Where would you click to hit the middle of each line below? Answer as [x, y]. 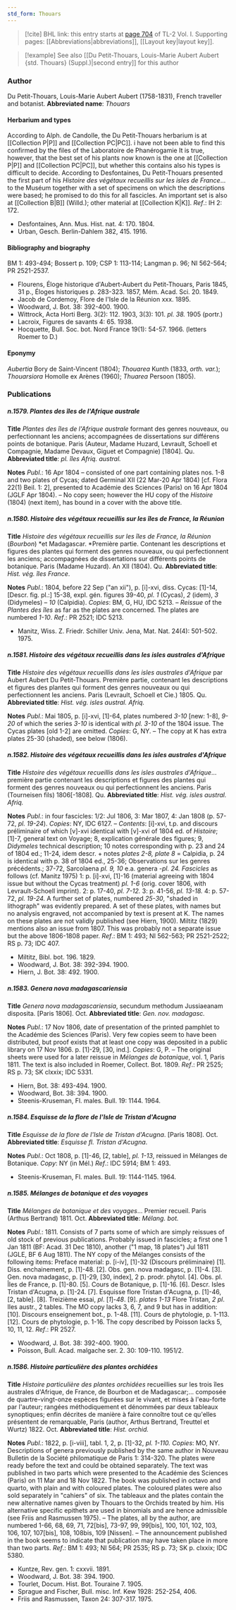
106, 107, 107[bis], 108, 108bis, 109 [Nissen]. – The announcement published [117, 1533]
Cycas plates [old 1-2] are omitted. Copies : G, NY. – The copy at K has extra [117, 731]
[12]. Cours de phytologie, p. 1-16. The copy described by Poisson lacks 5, [115, 1322]
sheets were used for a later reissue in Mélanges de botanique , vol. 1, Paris [116, 1057]
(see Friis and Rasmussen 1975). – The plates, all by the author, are [104, 1518]
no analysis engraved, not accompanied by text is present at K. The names [116, 914]
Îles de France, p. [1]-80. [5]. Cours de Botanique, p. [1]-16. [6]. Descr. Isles [116, 1284]
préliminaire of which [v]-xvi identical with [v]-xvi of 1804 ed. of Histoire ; [113, 831]
